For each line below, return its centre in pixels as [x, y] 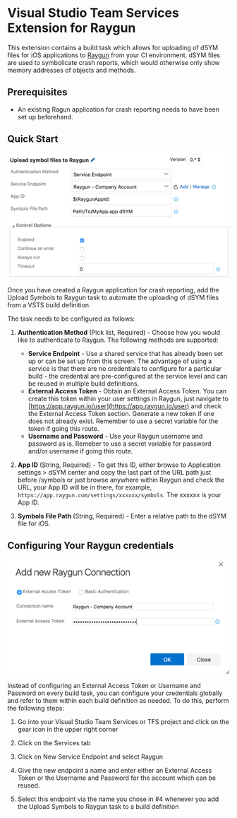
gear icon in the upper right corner [68, 729]
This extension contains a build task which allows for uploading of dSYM [113, 47]
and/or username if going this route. [80, 451]
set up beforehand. [45, 117]
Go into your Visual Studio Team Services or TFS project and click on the [123, 721]
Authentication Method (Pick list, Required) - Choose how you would [119, 332]
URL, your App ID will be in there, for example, [85, 487]
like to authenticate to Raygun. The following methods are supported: [118, 340]
